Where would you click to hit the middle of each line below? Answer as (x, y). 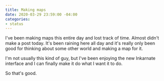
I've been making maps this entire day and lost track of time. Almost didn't (82, 38)
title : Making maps (26, 10)
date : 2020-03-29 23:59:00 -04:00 (42, 14)
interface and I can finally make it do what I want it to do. (64, 63)
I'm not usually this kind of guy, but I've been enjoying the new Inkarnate (80, 58)
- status (14, 24)
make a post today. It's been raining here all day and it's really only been (80, 43)
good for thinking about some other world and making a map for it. (74, 48)
